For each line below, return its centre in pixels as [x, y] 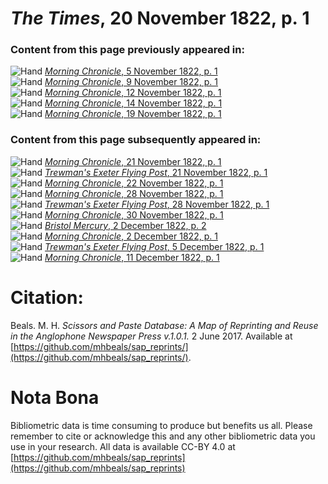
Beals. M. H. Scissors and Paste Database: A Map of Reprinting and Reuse [164, 325]
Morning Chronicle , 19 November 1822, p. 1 [133, 114]
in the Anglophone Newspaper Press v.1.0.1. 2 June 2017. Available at [151, 336]
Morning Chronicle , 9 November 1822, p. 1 [131, 82]
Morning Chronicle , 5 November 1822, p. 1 [131, 71]
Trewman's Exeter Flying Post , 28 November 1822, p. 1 [157, 204]
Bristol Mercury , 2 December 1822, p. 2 [125, 225]
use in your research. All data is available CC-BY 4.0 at [123, 446]
